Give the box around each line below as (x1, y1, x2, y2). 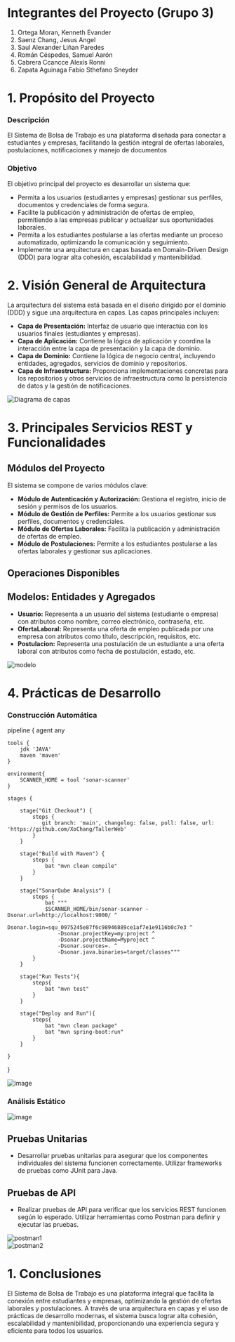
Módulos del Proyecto (7, 462, 105, 475)
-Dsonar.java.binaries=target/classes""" (57, 949, 180, 956)
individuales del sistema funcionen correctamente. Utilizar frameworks (17, 1159, 222, 1167)
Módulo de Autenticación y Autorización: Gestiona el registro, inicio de (17, 494, 227, 503)
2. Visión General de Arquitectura (7, 277, 206, 293)
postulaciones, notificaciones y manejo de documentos (7, 146, 167, 154)
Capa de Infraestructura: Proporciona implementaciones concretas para (17, 367, 229, 375)
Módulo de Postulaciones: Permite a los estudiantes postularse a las (17, 539, 217, 548)
